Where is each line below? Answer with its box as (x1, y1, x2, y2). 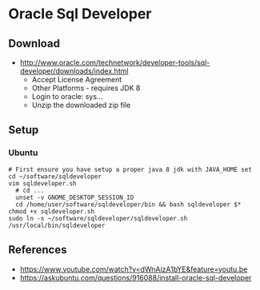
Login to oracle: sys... (31, 92, 103, 101)
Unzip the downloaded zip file (31, 101, 131, 109)
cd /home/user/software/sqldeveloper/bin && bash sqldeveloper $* (15, 201, 242, 209)
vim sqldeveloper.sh (8, 179, 78, 188)
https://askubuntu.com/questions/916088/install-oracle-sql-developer (19, 272, 252, 282)
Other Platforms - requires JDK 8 (31, 83, 141, 93)
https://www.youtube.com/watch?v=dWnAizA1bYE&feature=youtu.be (19, 264, 248, 274)
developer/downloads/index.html (19, 66, 129, 76)
